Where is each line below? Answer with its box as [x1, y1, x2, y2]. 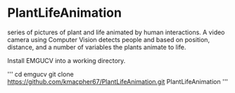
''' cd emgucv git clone [7, 70, 74, 78]
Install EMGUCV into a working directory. [7, 56, 126, 64]
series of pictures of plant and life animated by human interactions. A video [7, 28, 225, 36]
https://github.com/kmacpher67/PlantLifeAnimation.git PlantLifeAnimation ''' [7, 77, 229, 85]
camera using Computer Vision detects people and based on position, [7, 35, 210, 43]
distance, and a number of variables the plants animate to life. [7, 43, 186, 51]
